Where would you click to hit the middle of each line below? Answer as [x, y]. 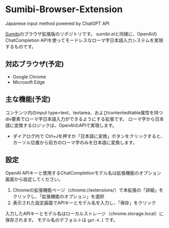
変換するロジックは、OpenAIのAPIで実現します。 [65, 125]
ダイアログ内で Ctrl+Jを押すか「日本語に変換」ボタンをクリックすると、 [89, 136]
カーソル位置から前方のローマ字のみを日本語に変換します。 [75, 142]
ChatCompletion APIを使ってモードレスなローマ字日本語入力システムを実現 [84, 40]
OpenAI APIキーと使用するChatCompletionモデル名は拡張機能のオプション [83, 173]
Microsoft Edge [29, 82]
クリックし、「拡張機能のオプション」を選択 [58, 197]
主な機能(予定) [28, 99]
